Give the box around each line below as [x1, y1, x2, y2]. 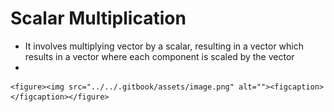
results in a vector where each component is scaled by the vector [24, 50, 295, 62]
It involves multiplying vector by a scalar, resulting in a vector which [24, 40, 305, 52]
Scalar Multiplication [10, 7, 187, 30]
